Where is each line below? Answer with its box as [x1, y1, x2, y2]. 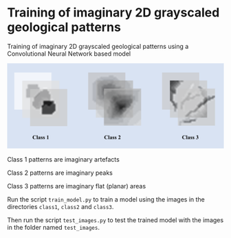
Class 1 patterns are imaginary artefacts [7, 155, 120, 164]
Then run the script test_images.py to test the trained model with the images [7, 216, 224, 224]
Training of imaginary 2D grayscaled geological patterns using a [7, 42, 189, 50]
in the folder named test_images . [7, 224, 100, 232]
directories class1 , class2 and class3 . [7, 203, 114, 211]
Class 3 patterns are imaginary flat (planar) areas [7, 182, 146, 191]
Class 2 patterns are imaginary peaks [7, 169, 113, 177]
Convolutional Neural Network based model [7, 50, 131, 58]
